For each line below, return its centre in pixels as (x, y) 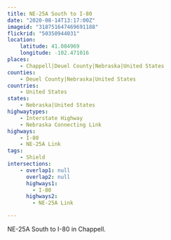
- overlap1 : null (45, 170)
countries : (23, 86)
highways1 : (42, 183)
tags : (15, 151)
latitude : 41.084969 (50, 46)
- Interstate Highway (51, 118)
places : (19, 60)
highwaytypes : (28, 112)
